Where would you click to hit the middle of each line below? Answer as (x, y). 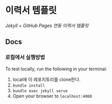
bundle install (29, 85)
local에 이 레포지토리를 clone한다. (46, 79)
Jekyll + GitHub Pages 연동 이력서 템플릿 (47, 25)
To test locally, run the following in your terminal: (56, 69)
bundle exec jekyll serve (40, 91)
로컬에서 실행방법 (25, 58)
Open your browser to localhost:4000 (52, 96)
